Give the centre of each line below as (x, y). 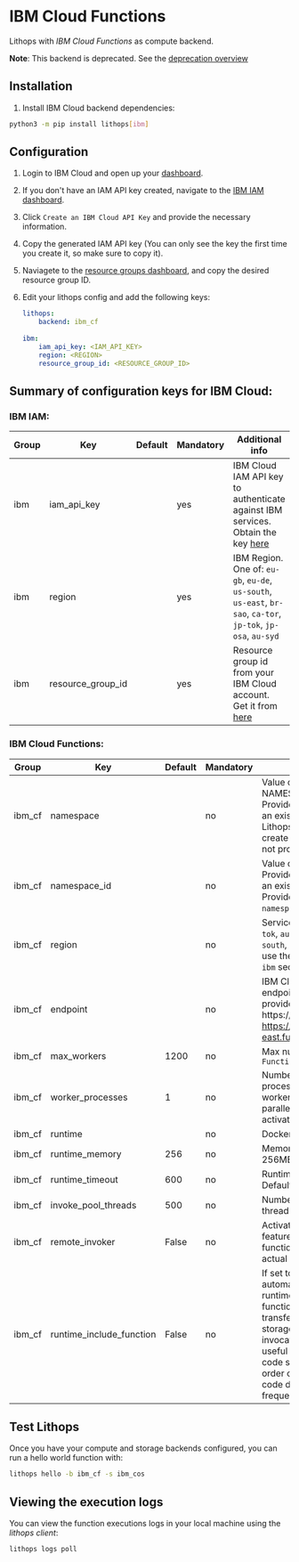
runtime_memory (86, 1153)
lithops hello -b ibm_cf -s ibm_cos (77, 1474)
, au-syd (263, 636)
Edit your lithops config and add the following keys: (116, 297)
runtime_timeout (84, 1179)
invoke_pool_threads (93, 1205)
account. (251, 695)
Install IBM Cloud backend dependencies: (98, 108)
